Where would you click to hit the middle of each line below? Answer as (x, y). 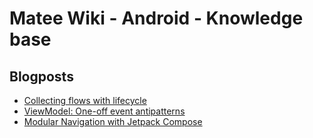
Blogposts (41, 76)
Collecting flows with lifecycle (85, 100)
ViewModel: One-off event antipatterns (104, 111)
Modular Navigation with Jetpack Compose (113, 121)
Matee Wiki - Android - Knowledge (156, 18)
